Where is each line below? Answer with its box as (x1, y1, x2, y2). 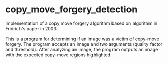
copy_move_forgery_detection (5, 4, 138, 15)
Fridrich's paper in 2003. (5, 25, 58, 31)
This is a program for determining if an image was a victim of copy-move (5, 36, 159, 42)
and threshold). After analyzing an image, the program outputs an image (5, 46, 158, 52)
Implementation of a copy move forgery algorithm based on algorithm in (5, 20, 158, 26)
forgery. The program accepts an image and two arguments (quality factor (5, 41, 163, 47)
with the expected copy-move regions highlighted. (5, 52, 112, 58)
